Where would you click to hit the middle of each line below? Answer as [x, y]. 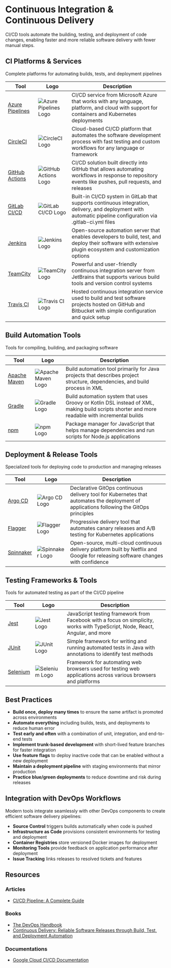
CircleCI [17, 141]
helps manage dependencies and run [110, 430]
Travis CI [18, 304]
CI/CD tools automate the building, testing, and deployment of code [76, 34]
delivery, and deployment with [108, 209]
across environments [35, 717]
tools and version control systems [112, 283]
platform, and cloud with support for [115, 107]
